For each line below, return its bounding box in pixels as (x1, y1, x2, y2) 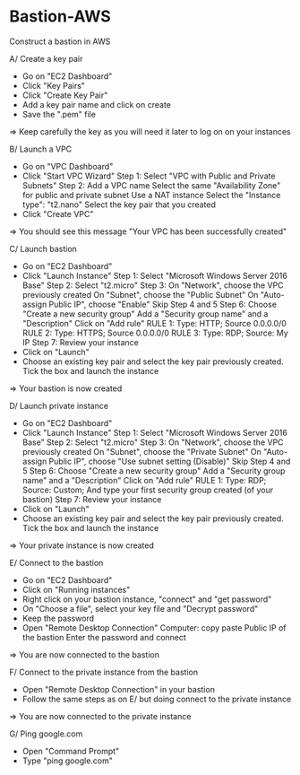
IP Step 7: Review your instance (21, 336, 139, 347)
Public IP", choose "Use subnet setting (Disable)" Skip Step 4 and (48, 456, 291, 466)
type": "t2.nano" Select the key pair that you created (21, 199, 217, 210)
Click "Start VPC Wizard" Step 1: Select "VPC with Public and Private (21, 170, 276, 181)
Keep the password (21, 613, 94, 623)
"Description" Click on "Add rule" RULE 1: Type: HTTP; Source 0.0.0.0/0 (21, 318, 287, 328)
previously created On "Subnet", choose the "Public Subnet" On (21, 289, 259, 300)
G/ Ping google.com (9, 728, 83, 739)
